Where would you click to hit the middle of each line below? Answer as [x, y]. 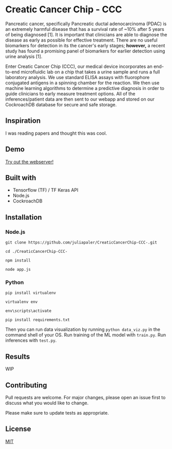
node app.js [18, 270]
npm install [18, 260]
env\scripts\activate [28, 311]
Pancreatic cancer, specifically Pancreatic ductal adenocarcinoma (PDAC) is [86, 24]
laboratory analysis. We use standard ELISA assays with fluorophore [78, 77]
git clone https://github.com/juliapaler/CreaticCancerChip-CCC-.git [81, 242]
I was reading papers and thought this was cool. [56, 133]
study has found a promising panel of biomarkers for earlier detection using [85, 51]
